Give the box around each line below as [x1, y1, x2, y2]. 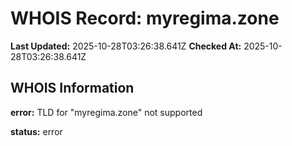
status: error [10, 125, 63, 137]
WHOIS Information [10, 80, 135, 97]
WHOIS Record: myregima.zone [10, 7, 280, 30]
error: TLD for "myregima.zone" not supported [10, 106, 203, 118]
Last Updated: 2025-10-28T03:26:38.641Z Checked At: [10, 40, 242, 52]
